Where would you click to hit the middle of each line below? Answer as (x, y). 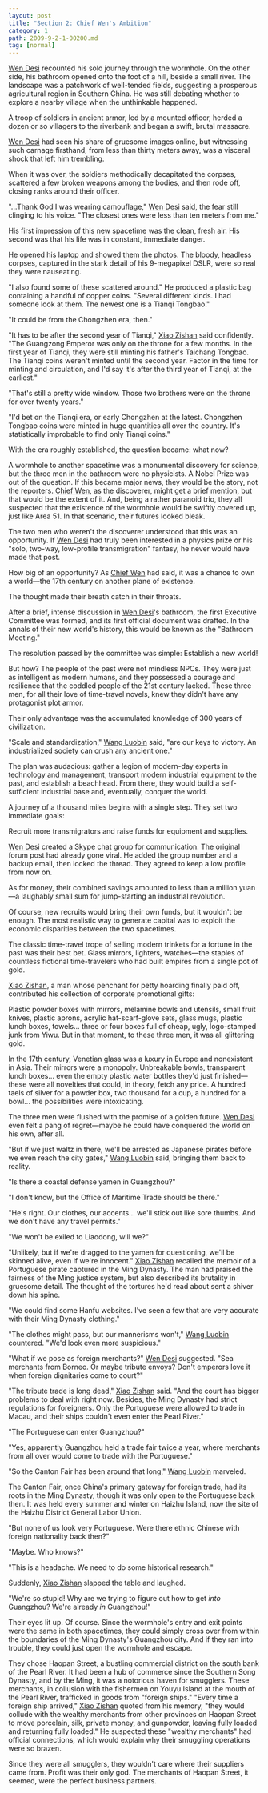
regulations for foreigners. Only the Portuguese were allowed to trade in (127, 1408)
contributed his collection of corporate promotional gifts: (101, 994)
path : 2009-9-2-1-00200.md (53, 38)
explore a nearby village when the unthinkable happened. (103, 102)
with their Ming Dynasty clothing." (64, 1319)
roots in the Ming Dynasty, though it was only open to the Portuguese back (132, 1495)
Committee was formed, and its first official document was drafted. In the (129, 621)
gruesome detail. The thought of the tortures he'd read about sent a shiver (131, 1287)
